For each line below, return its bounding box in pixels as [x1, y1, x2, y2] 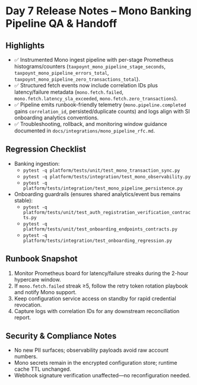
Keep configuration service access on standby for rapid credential [14, 295, 176, 302]
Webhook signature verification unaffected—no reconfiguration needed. [14, 372, 191, 379]
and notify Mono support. [14, 288, 77, 295]
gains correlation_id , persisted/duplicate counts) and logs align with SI [14, 108, 190, 115]
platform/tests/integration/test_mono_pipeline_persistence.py [23, 185, 183, 191]
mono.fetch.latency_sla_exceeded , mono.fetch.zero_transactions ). [14, 95, 178, 102]
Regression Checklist [5, 144, 87, 154]
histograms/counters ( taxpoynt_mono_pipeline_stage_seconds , [14, 63, 166, 70]
